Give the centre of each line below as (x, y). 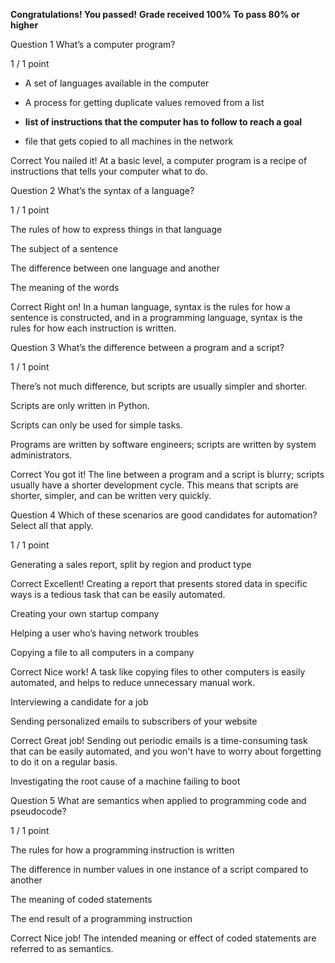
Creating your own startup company (85, 613)
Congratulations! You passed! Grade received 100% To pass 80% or (155, 14)
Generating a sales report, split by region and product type (131, 564)
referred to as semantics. (62, 948)
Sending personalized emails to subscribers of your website (134, 721)
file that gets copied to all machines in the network (129, 141)
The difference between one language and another (115, 268)
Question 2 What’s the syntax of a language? (102, 190)
